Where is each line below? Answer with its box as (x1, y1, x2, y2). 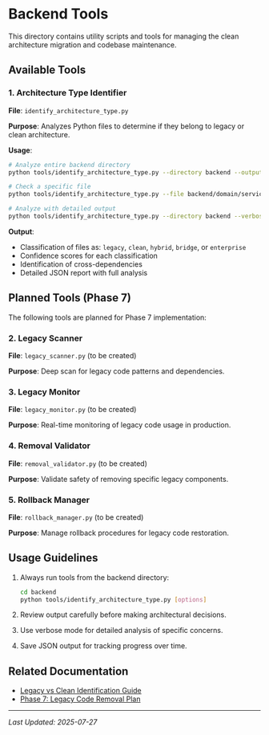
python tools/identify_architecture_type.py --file (8, 190, 184, 198)
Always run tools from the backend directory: (19, 572, 170, 582)
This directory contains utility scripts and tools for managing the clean (8, 31, 239, 41)
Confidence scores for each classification (19, 251, 159, 260)
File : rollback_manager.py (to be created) (8, 512, 144, 522)
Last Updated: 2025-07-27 (8, 717, 98, 727)
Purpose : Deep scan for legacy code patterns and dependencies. (8, 366, 225, 376)
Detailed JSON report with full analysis (19, 267, 148, 277)
